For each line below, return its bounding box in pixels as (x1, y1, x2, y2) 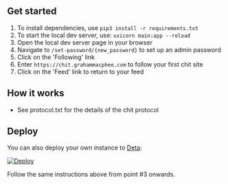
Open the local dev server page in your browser (16, 38, 153, 47)
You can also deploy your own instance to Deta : (7, 143, 142, 152)
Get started (7, 5, 57, 17)
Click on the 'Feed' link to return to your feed (16, 67, 144, 76)
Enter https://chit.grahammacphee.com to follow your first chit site (16, 60, 204, 68)
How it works (7, 87, 65, 99)
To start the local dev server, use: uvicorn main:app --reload (16, 31, 191, 39)
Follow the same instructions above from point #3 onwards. (7, 170, 175, 179)
